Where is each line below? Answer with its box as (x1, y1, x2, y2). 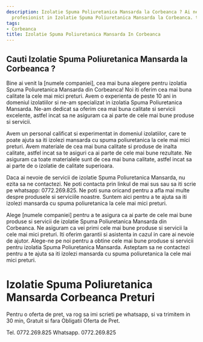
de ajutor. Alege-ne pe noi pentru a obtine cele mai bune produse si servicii (6, 237, 194, 244)
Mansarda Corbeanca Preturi (6, 290, 155, 304)
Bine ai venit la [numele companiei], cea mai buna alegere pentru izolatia (6, 79, 187, 87)
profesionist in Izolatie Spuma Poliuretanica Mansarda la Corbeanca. (11, 15, 193, 21)
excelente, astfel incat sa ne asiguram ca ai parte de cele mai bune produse (6, 112, 195, 119)
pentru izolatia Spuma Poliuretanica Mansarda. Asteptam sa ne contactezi (6, 243, 190, 250)
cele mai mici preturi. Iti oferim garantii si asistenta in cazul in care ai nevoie (6, 230, 195, 238)
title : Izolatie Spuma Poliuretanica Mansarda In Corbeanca (6, 32, 161, 38)
